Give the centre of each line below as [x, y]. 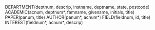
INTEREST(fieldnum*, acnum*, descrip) [44, 22]
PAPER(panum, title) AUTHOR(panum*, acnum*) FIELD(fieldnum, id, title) [78, 17]
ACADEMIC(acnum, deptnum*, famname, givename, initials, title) [70, 12]
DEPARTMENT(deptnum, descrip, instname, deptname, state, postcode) [77, 7]
